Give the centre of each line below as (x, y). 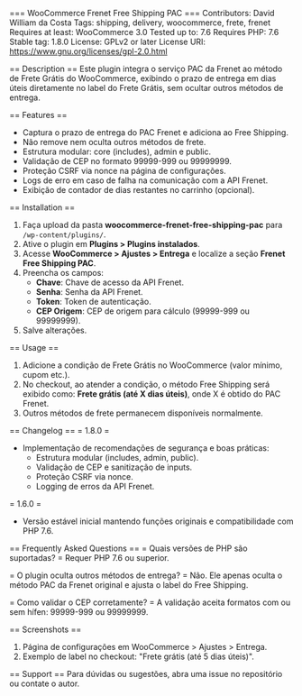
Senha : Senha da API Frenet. (89, 292)
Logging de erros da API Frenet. (95, 486)
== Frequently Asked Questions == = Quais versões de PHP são (128, 548)
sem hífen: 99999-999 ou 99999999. (79, 612)
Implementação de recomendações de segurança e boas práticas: (146, 448)
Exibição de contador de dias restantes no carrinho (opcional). (138, 190)
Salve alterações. (55, 330)
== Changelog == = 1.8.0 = (59, 430)
